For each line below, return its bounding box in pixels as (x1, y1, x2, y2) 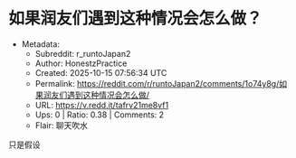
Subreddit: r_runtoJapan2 (34, 48, 131, 59)
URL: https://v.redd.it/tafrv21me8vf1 (34, 99, 169, 110)
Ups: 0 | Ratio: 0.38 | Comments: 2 (34, 109, 165, 120)
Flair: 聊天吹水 (34, 119, 88, 131)
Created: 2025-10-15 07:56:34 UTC (34, 67, 167, 78)
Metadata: (21, 38, 61, 50)
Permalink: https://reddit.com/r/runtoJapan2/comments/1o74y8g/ (34, 78, 280, 88)
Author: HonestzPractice (34, 58, 128, 69)
